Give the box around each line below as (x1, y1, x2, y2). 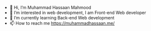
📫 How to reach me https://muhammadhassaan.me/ (9, 20, 115, 26)
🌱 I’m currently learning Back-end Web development (9, 15, 115, 20)
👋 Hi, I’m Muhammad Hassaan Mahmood (9, 5, 91, 10)
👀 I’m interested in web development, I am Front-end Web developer (9, 10, 147, 15)
